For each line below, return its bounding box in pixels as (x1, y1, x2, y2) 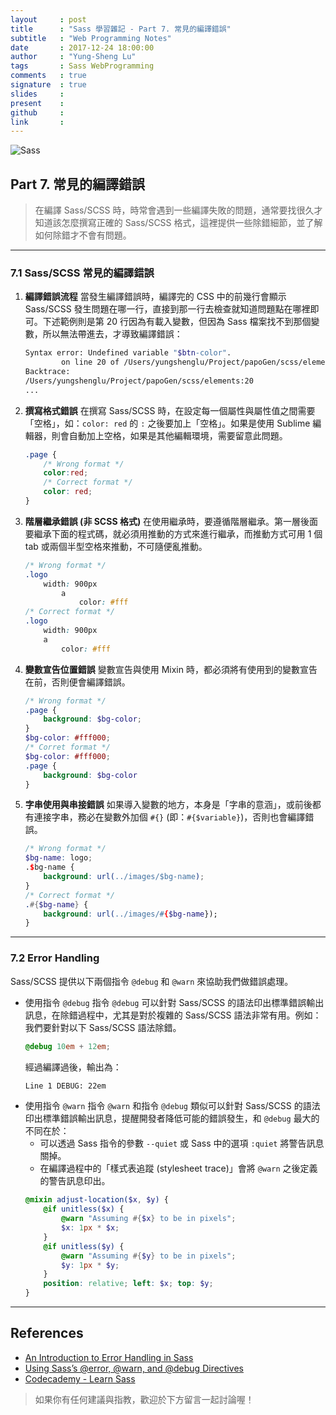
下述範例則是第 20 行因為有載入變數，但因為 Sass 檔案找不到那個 (42, 316, 312, 328)
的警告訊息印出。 (39, 1175, 111, 1187)
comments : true (10, 71, 87, 81)
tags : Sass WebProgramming (10, 61, 155, 71)
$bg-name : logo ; (24, 853, 93, 863)
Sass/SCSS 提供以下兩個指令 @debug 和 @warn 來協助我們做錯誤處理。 (10, 975, 294, 987)
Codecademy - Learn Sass (24, 1372, 136, 1385)
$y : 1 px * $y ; (61, 1260, 120, 1270)
